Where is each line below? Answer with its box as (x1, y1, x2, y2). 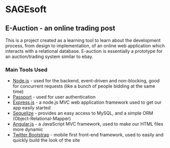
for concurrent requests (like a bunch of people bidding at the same (12, 83, 156, 90)
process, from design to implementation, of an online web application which (5, 43, 165, 49)
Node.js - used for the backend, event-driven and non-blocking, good (12, 78, 160, 84)
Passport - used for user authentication (12, 94, 96, 100)
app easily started (12, 105, 51, 111)
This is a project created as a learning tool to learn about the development (5, 37, 161, 43)
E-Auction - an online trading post (5, 24, 116, 33)
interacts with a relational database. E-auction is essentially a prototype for (5, 48, 163, 54)
